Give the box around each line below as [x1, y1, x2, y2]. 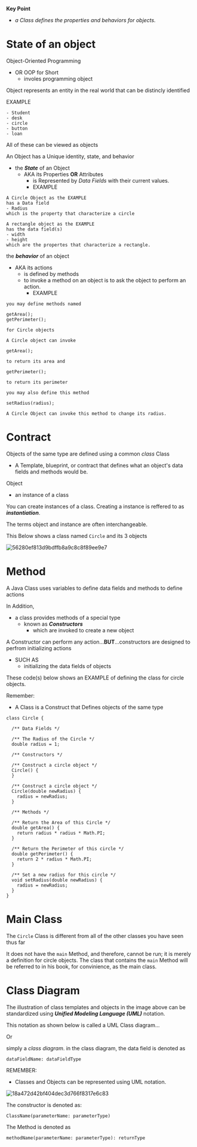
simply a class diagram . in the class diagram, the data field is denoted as [6, 1044, 186, 1051]
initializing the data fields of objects [23, 662, 112, 669]
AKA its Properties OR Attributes [23, 170, 103, 178]
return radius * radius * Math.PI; [17, 830, 106, 836]
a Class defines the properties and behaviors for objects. [14, 17, 156, 23]
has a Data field [6, 200, 50, 206]
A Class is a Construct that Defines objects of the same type [14, 703, 164, 711]
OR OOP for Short [14, 69, 59, 76]
